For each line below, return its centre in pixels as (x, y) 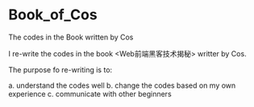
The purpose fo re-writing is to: (60, 69)
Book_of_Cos (53, 15)
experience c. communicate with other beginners (90, 93)
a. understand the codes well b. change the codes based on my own (122, 85)
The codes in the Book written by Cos (71, 37)
